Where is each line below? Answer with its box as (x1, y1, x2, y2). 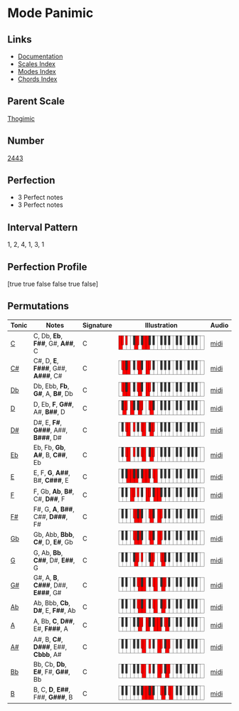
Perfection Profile (7, 261, 87, 273)
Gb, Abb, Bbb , (33, 530, 75, 539)
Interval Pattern (7, 221, 78, 233)
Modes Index (17, 68, 56, 75)
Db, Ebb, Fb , (33, 382, 70, 390)
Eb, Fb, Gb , (33, 443, 66, 452)
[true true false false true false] (7, 279, 98, 289)
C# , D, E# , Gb (33, 538, 73, 547)
